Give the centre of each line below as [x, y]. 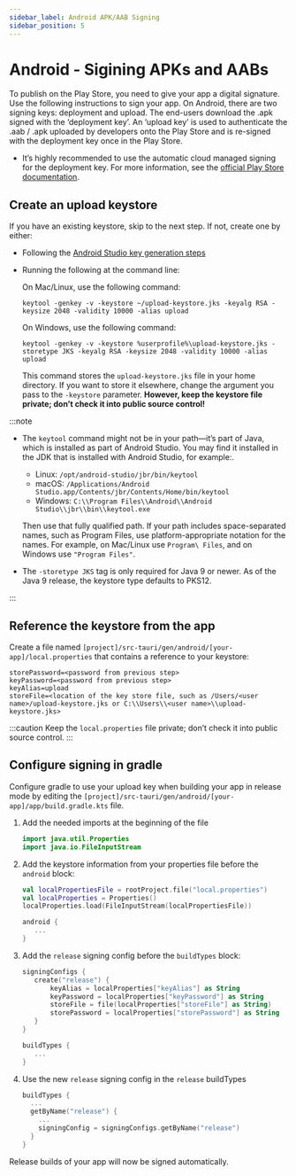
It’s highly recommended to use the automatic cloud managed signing [149, 158]
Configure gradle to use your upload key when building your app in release [145, 786]
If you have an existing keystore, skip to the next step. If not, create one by [145, 226]
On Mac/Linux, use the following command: [101, 287]
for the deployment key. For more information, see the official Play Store [153, 167]
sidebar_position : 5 [47, 26]
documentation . [50, 177]
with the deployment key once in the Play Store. [96, 141]
